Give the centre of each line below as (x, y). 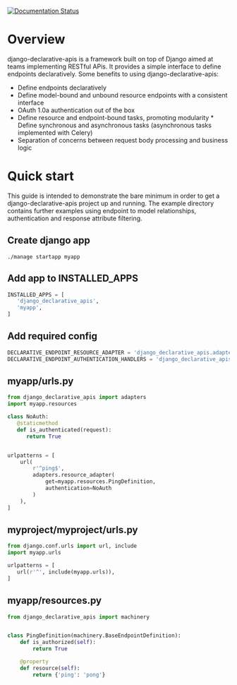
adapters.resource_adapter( (74, 475)
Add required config (52, 336)
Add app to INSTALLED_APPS (73, 279)
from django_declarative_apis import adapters (77, 398)
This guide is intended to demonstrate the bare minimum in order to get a (114, 196)
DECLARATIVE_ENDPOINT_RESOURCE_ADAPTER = (69, 352)
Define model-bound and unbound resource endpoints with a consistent (122, 95)
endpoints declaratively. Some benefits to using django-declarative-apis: (113, 73)
